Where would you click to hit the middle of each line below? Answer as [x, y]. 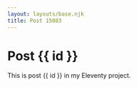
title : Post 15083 [34, 21]
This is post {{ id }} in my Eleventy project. [69, 76]
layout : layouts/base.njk [46, 14]
